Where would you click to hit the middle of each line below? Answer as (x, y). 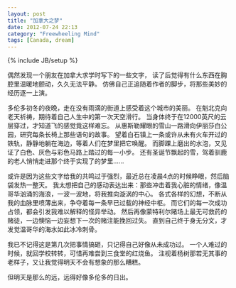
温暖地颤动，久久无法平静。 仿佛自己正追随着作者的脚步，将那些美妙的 (123, 84)
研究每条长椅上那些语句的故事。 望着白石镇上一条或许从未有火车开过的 (123, 135)
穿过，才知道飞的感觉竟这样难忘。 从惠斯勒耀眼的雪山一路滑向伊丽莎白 (117, 126)
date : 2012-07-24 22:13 (43, 27)
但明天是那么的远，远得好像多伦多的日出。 (70, 277)
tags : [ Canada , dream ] (41, 40)
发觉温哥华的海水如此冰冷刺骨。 (54, 229)
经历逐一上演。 (29, 93)
